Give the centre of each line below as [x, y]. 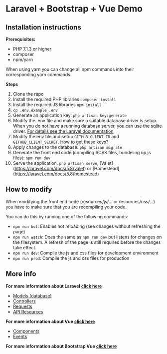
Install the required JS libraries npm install [57, 105]
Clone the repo [28, 94]
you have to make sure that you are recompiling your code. [66, 207]
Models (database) [32, 295]
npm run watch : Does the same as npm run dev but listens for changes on [87, 237]
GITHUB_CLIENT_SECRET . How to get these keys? [61, 142]
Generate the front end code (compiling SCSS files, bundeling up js [82, 152]
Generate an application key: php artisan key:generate [70, 115]
